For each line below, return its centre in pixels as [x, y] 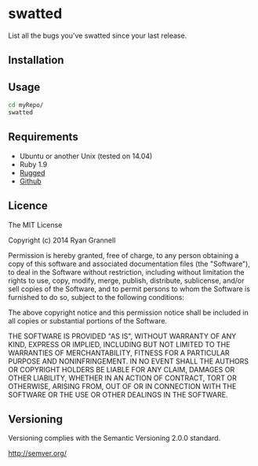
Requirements [43, 137]
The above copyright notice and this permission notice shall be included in [128, 313]
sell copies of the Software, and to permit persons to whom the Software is [129, 289]
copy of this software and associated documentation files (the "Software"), [129, 264]
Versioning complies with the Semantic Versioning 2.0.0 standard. [114, 438]
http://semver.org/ [37, 453]
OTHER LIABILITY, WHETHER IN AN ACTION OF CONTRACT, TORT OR [122, 378]
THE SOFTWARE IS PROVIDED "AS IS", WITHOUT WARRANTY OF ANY [122, 336]
